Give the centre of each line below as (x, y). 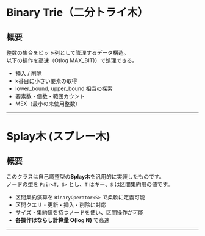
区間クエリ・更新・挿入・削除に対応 (61, 205)
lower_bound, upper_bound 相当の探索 (64, 88)
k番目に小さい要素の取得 (46, 81)
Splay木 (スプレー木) (58, 136)
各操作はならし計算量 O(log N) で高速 (62, 220)
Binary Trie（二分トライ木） (77, 13)
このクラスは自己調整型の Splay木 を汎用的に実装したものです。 (85, 177)
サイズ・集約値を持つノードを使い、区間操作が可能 (79, 212)
